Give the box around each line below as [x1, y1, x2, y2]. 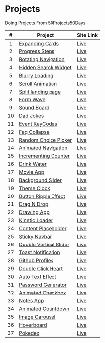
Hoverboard [19, 321, 47, 328]
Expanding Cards [19, 40, 59, 47]
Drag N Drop [19, 200, 49, 207]
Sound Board [19, 104, 50, 111]
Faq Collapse [19, 128, 50, 135]
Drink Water [19, 160, 47, 167]
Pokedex [19, 329, 40, 336]
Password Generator [19, 281, 67, 288]
